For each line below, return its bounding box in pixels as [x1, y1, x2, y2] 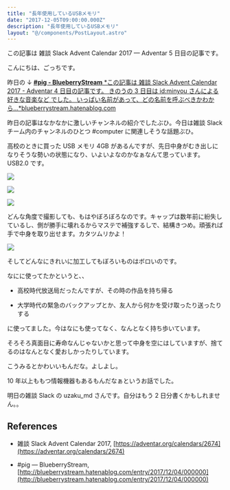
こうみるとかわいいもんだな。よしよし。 [7, 362, 122, 370]
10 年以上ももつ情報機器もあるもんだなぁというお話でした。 [7, 376, 177, 385]
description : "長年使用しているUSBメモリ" [7, 23, 119, 30]
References [7, 420, 58, 432]
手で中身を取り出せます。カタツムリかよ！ [7, 230, 127, 238]
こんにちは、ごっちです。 [7, 63, 79, 72]
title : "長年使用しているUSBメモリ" [7, 10, 101, 17]
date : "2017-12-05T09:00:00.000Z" [7, 17, 106, 23]
